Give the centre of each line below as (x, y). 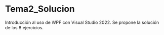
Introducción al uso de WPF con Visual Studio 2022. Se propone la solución (82, 22)
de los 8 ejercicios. (24, 27)
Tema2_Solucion (40, 9)
